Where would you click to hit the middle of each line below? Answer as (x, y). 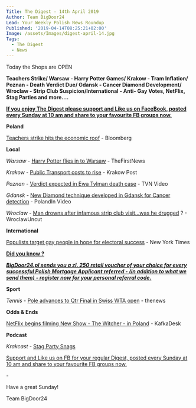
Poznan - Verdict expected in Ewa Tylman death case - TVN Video (87, 183)
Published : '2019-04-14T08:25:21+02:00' (57, 28)
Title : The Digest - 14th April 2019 (53, 12)
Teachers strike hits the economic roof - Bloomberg (69, 138)
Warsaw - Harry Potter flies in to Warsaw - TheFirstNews (76, 161)
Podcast (17, 335)
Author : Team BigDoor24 (35, 17)
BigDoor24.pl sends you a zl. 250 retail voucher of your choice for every (97, 265)
